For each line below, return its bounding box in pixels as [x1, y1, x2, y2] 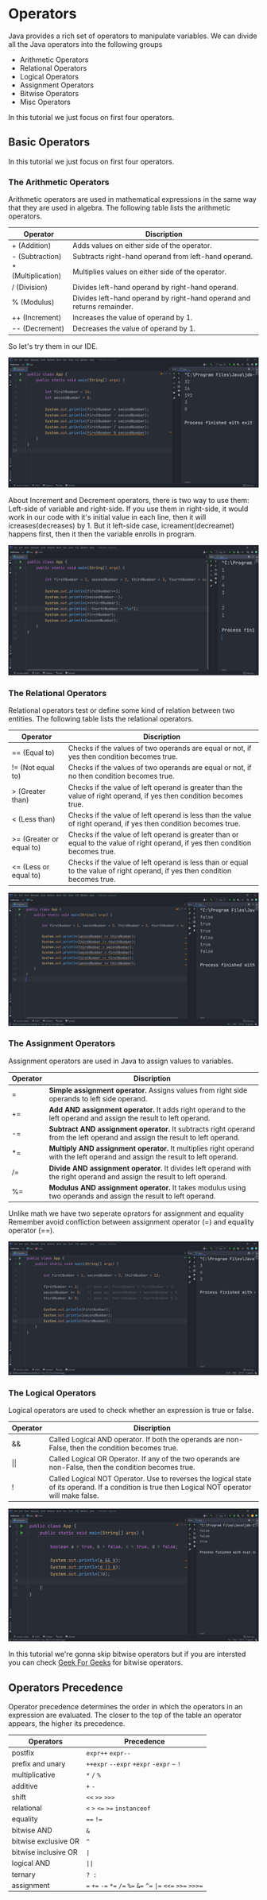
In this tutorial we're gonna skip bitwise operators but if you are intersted [8, 1650, 246, 1659]
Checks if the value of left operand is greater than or [68, 830, 239, 839]
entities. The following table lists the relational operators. [8, 714, 194, 724]
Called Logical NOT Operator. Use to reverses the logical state [48, 1473, 252, 1483]
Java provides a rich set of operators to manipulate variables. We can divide [8, 31, 257, 41]
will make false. [48, 1491, 99, 1500]
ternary [11, 1869, 36, 1879]
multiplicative [11, 1770, 56, 1780]
